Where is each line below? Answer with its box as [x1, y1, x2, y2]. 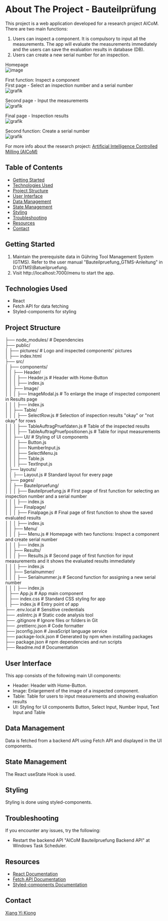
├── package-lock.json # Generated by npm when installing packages [5, 634, 153, 640]
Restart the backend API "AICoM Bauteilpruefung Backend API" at [12, 837, 150, 843]
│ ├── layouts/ [5, 466, 37, 473]
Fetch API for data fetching [12, 303, 69, 309]
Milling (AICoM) [5, 148, 38, 154]
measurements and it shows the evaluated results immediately [5, 558, 136, 564]
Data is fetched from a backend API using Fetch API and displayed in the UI [5, 737, 162, 743]
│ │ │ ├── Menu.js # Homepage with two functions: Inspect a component [5, 531, 159, 537]
